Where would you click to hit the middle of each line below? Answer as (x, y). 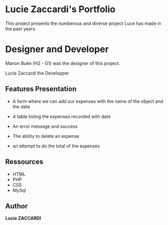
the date (21, 106)
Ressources (24, 162)
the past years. (21, 28)
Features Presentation (41, 89)
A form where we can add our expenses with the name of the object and (88, 101)
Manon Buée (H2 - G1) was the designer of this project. (63, 63)
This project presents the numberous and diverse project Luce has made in (83, 23)
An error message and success (45, 126)
